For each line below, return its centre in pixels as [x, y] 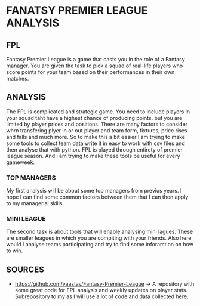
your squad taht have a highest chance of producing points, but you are [94, 118]
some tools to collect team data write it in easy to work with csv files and [96, 143]
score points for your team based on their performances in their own [90, 72]
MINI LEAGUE [26, 219]
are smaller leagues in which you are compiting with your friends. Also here [99, 238]
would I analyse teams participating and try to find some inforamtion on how [100, 245]
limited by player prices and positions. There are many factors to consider [97, 124]
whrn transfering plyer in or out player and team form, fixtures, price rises [97, 130]
